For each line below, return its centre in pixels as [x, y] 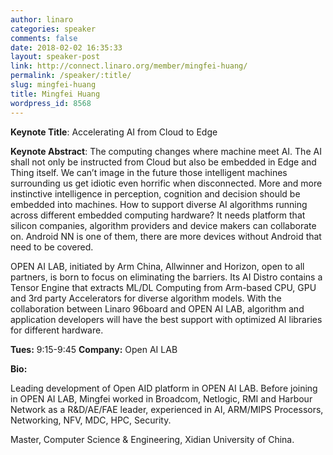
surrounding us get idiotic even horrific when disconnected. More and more [166, 183]
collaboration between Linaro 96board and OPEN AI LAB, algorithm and [157, 308]
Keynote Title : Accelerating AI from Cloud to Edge [114, 132]
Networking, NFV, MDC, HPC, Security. [91, 420]
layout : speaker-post [55, 57]
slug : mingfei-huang [53, 85]
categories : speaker [53, 29]
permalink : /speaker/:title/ [71, 76]
